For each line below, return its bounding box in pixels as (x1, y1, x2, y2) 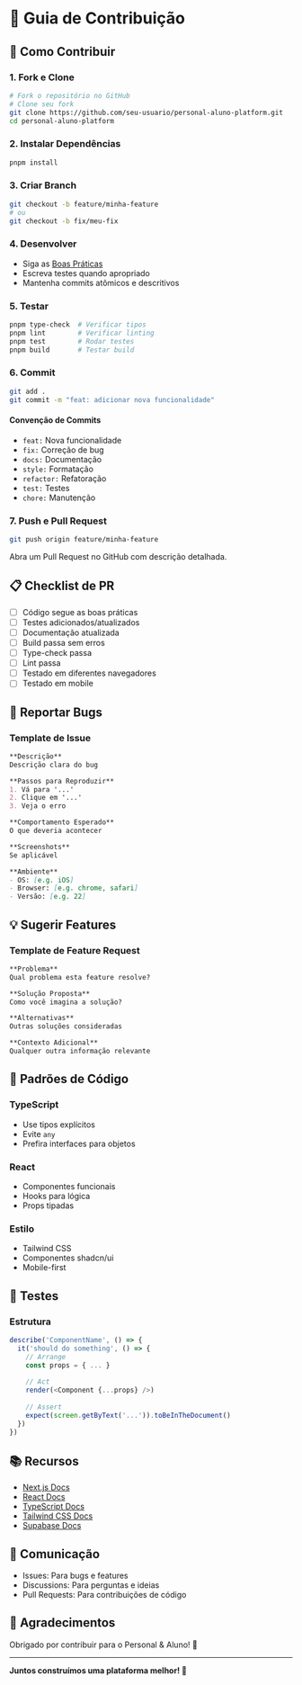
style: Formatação (22, 463, 94, 474)
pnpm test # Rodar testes (9, 336, 135, 345)
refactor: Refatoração (22, 472, 107, 484)
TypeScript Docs (22, 1501, 85, 1512)
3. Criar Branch (9, 179, 77, 192)
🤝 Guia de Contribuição (9, 8, 186, 29)
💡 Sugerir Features (9, 917, 117, 932)
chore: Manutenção (22, 492, 96, 503)
